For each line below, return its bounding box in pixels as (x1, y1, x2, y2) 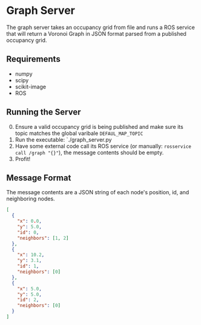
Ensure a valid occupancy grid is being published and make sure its (15, 123, 183, 130)
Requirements (6, 54, 61, 64)
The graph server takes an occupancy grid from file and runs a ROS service (6, 24, 195, 31)
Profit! (15, 155, 31, 162)
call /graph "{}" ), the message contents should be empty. (15, 149, 164, 156)
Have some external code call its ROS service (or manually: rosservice (15, 142, 192, 149)
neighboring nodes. (6, 195, 56, 203)
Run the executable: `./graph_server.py (15, 136, 112, 143)
